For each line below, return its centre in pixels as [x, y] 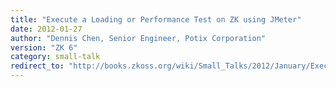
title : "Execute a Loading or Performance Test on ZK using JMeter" [156, 19]
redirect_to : [37, 66]
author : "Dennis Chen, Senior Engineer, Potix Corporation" [138, 38]
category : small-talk [55, 57]
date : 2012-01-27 [46, 29]
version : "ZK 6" [44, 47]
